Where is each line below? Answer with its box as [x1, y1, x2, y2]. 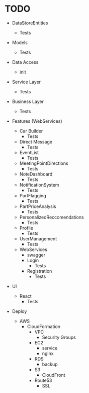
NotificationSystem [19, 182, 59, 188]
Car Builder [19, 128, 43, 134]
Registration [27, 268, 52, 274]
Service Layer [12, 79, 41, 85]
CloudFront [42, 372, 65, 378]
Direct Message [19, 138, 53, 145]
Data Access [12, 59, 39, 65]
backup [42, 361, 58, 367]
